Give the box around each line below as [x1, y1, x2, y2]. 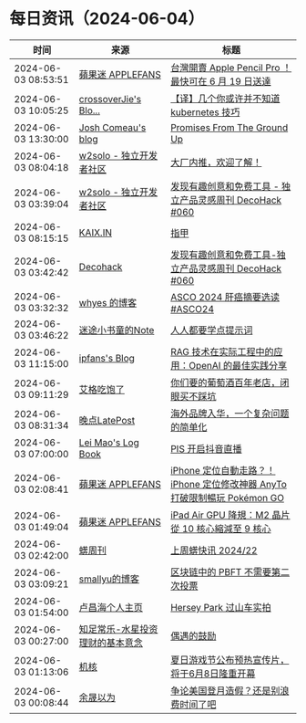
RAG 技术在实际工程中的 [169, 345, 274, 358]
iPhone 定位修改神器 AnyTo [169, 477, 287, 490]
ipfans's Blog [78, 351, 135, 364]
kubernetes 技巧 [169, 106, 240, 119]
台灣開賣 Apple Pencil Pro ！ [169, 61, 292, 74]
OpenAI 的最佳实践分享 [188, 359, 288, 372]
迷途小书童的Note [78, 323, 155, 336]
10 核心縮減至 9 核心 [181, 522, 271, 535]
